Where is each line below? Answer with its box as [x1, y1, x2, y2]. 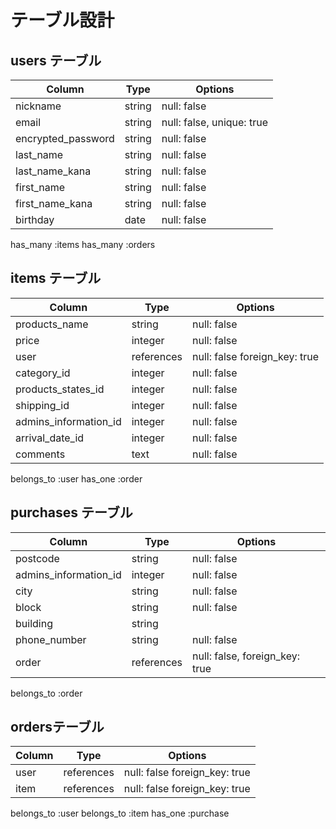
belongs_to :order [10, 687, 83, 699]
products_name [15, 317, 89, 331]
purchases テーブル [10, 504, 133, 521]
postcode [15, 551, 60, 565]
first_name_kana [15, 197, 93, 210]
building [15, 616, 53, 630]
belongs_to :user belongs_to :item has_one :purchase [10, 807, 230, 820]
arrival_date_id [15, 431, 85, 445]
